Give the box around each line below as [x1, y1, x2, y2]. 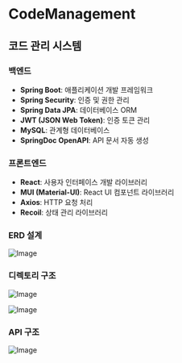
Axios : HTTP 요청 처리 [19, 198, 93, 207]
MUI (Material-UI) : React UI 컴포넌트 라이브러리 [19, 187, 175, 198]
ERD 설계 [8, 230, 43, 241]
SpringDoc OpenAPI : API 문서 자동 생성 [19, 135, 149, 145]
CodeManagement [8, 5, 136, 23]
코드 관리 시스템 [8, 39, 82, 52]
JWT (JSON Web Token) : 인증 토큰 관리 [19, 115, 151, 125]
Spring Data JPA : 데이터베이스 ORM [19, 105, 138, 115]
